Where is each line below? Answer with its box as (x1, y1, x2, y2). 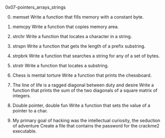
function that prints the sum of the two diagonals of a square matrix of (12, 87, 158, 93)
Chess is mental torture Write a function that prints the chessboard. (12, 72, 152, 78)
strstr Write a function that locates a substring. (12, 63, 109, 68)
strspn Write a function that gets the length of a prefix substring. (12, 43, 146, 49)
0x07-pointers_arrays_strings (5, 5, 66, 10)
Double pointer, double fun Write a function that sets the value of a (12, 102, 150, 108)
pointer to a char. (12, 108, 48, 113)
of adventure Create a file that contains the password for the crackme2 (12, 123, 159, 128)
